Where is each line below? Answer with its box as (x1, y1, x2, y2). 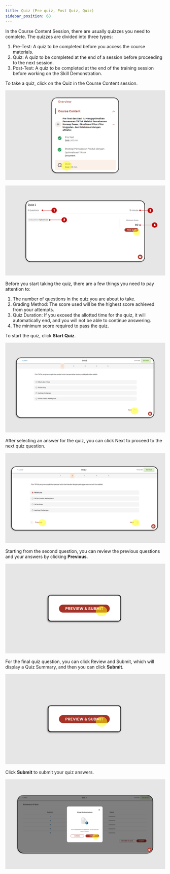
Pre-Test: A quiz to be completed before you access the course (12, 43, 146, 49)
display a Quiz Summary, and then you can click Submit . (5, 664, 124, 670)
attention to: (5, 286, 30, 292)
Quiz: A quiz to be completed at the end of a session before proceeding (12, 54, 162, 60)
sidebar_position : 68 (5, 13, 51, 19)
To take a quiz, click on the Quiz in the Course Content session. (5, 80, 138, 86)
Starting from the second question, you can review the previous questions (5, 548, 160, 554)
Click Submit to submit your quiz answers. (5, 769, 94, 775)
